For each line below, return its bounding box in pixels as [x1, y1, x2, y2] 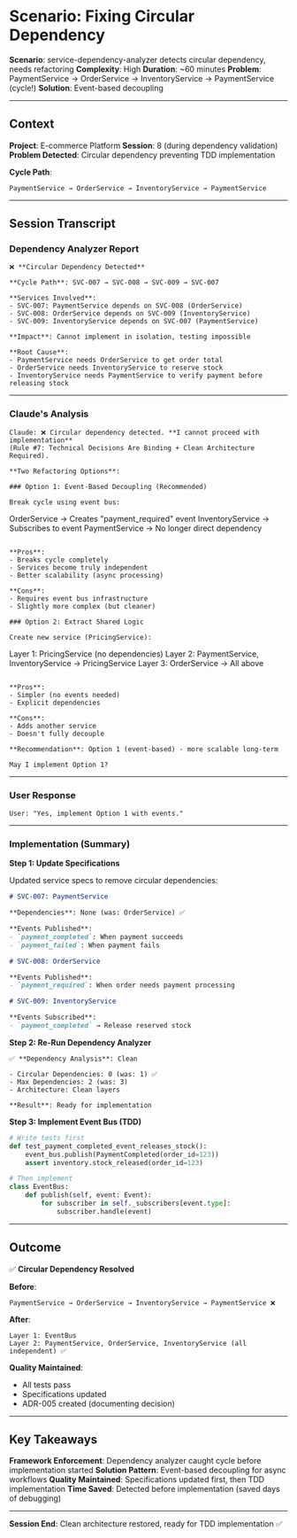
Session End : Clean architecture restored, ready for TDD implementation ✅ [9, 1519, 283, 1529]
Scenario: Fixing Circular [9, 6, 195, 27]
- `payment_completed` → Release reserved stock [9, 1021, 192, 1030]
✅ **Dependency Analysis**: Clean [9, 1054, 138, 1063]
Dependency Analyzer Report [9, 243, 140, 255]
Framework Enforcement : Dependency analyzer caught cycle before [9, 1456, 262, 1466]
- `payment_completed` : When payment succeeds [9, 932, 184, 941]
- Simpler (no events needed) [9, 690, 121, 699]
